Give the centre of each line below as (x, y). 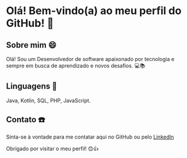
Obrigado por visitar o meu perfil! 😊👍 (52, 149)
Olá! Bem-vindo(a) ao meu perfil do (94, 11)
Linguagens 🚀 (32, 86)
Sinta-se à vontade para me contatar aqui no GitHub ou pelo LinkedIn (90, 137)
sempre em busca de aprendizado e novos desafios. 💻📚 (76, 65)
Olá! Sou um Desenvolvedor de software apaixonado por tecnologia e (90, 59)
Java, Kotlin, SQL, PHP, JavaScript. (49, 100)
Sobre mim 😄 (31, 45)
